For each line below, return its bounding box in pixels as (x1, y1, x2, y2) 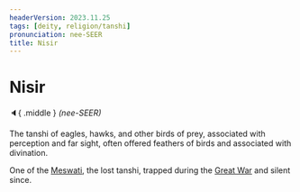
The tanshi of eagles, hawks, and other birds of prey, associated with (9, 128, 266, 140)
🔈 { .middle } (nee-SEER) (9, 107, 102, 118)
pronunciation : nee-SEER (9, 30, 103, 39)
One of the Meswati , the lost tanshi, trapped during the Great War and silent (9, 165, 291, 176)
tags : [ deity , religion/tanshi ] (9, 22, 131, 31)
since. (9, 175, 32, 186)
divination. (9, 148, 49, 159)
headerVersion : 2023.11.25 (9, 13, 111, 23)
